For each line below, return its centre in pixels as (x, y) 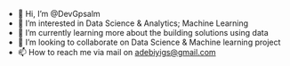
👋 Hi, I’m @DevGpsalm (59, 14)
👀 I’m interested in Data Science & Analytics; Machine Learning (133, 23)
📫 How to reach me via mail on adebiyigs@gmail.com (117, 52)
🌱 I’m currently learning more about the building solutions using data (143, 33)
